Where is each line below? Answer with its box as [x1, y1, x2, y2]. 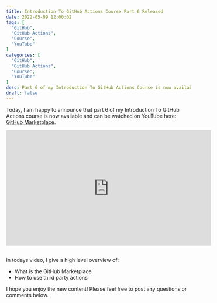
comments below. [6, 291, 49, 298]
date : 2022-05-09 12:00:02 [6, 14, 72, 20]
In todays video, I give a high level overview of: [6, 256, 119, 263]
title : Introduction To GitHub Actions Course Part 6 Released [6, 8, 164, 15]
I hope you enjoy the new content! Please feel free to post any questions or [6, 285, 187, 292]
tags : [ [6, 19, 25, 25]
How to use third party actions [14, 274, 88, 281]
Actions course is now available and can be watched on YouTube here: [6, 112, 177, 119]
